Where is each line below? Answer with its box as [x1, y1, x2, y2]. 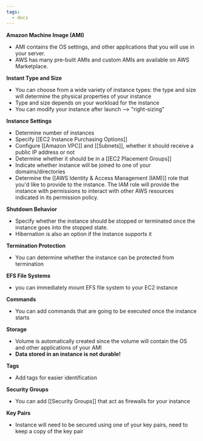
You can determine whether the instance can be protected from [15, 254, 175, 261]
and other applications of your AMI [15, 344, 102, 351]
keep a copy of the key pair [15, 427, 84, 435]
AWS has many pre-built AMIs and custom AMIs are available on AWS [15, 56, 190, 63]
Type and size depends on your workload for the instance [15, 99, 159, 106]
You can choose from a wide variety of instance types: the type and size [15, 86, 196, 93]
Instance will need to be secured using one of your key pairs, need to [15, 421, 188, 428]
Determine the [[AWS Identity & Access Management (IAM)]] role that [15, 174, 189, 181]
